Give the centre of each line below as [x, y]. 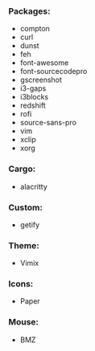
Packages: [29, 11]
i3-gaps [33, 88]
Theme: [24, 245]
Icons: [21, 284]
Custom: [25, 207]
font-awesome [44, 63]
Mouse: [23, 322]
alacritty [34, 186]
